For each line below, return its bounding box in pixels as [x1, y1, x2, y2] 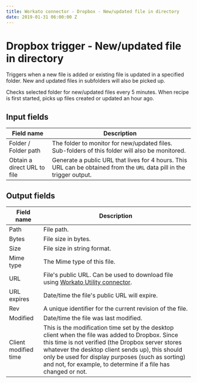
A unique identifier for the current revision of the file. [43, 304, 188, 313]
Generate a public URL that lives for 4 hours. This [52, 156, 188, 164]
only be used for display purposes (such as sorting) [43, 353, 186, 361]
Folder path [9, 147, 41, 155]
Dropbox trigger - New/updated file [6, 39, 182, 53]
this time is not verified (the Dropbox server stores [43, 338, 182, 347]
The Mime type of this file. [43, 257, 116, 266]
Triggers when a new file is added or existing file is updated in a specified [6, 71, 184, 78]
